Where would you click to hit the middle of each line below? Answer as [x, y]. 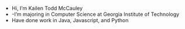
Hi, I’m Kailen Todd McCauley [47, 8]
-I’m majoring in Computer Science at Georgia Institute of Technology [95, 14]
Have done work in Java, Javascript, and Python [70, 20]
